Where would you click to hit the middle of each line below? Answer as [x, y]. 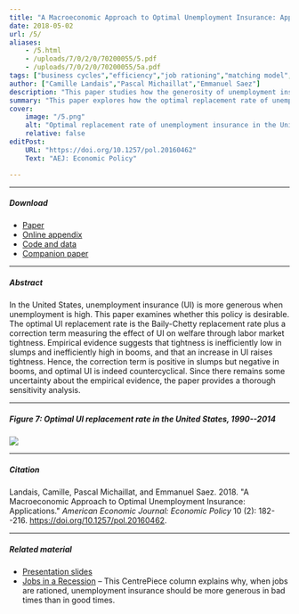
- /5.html [44, 51]
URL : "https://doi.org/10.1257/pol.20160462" [111, 150]
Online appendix [52, 235]
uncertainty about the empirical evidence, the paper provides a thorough [142, 381]
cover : [21, 109]
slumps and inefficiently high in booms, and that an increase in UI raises [141, 352]
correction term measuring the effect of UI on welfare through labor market [147, 333]
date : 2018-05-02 [41, 26]
